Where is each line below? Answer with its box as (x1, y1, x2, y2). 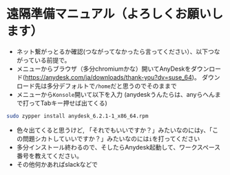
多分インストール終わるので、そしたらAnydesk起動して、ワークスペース (16, 143, 221, 151)
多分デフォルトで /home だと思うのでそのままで (46, 82, 177, 90)
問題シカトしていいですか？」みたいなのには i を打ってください (22, 135, 200, 143)
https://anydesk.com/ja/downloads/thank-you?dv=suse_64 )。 (24, 73, 200, 81)
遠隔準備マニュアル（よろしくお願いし (6, 6, 224, 22)
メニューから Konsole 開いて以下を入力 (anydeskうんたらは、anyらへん (16, 90, 215, 98)
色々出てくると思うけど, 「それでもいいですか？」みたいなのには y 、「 (16, 126, 213, 134)
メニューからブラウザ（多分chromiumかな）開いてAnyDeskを (16, 65, 191, 73)
